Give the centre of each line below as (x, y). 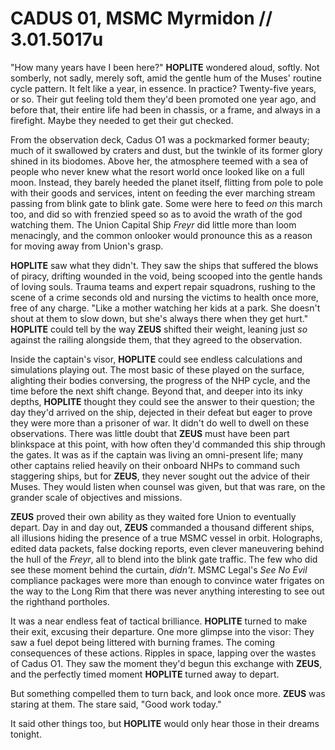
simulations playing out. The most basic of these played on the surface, (157, 369)
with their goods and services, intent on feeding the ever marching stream (163, 193)
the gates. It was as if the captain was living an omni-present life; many (157, 454)
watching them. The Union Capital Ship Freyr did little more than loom (153, 224)
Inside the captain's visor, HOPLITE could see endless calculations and (156, 359)
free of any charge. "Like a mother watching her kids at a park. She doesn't (165, 308)
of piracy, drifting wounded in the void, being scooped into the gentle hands (166, 276)
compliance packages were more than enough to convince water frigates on (167, 580)
